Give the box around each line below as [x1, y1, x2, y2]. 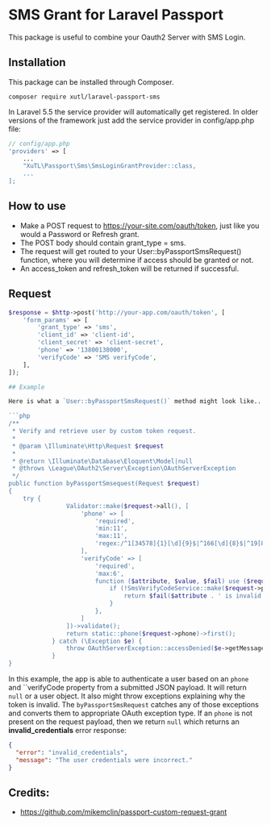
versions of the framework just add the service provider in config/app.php [8, 115, 255, 125]
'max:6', [94, 569, 125, 577]
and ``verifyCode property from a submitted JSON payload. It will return [8, 683, 248, 692]
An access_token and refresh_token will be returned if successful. [19, 264, 240, 273]
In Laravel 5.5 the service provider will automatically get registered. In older [8, 106, 259, 116]
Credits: [8, 785, 50, 799]
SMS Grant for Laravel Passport [8, 6, 224, 24]
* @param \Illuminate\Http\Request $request [11, 442, 164, 450]
